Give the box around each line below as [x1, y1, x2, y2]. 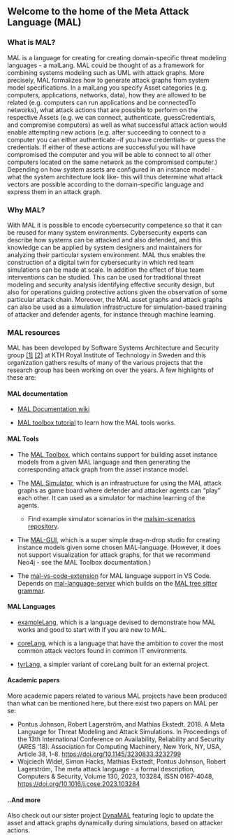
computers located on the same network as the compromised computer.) [7, 158, 218, 166]
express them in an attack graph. [7, 187, 103, 195]
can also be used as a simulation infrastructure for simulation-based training [7, 303, 227, 311]
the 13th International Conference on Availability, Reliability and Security [17, 735, 225, 743]
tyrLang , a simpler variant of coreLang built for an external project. [17, 660, 210, 668]
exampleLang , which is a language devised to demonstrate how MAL [17, 618, 216, 626]
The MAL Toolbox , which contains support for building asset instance [17, 450, 218, 458]
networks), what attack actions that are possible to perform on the [7, 105, 198, 114]
